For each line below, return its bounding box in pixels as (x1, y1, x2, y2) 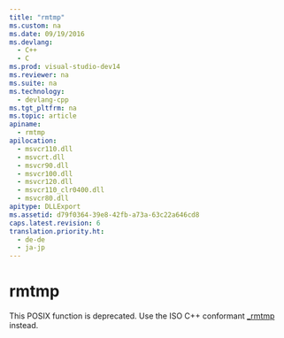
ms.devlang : (9, 37, 53, 47)
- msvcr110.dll (17, 144, 73, 153)
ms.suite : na (9, 79, 58, 88)
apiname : (9, 120, 42, 129)
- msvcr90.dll (17, 161, 69, 170)
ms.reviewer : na (9, 71, 69, 80)
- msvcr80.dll (17, 194, 69, 204)
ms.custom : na (9, 21, 62, 30)
